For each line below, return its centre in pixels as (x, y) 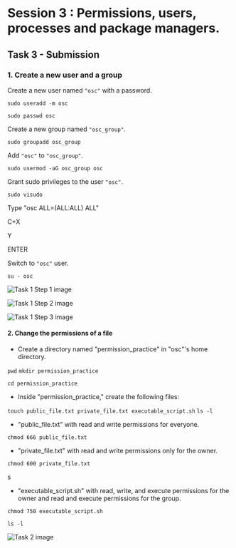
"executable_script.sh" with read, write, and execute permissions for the (123, 491)
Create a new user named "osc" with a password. (80, 90)
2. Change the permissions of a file (60, 334)
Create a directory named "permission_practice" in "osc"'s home (113, 349)
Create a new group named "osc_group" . (67, 129)
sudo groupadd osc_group (44, 142)
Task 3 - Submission (53, 55)
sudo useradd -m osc (38, 103)
